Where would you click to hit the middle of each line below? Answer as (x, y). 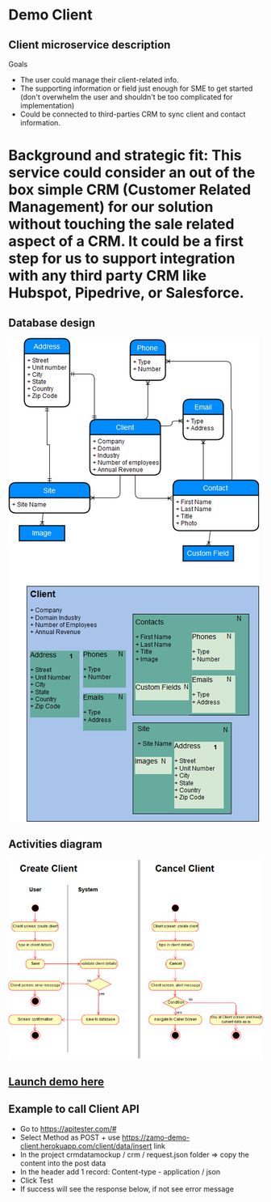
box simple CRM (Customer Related (130, 190)
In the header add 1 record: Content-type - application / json (120, 1171)
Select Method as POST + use (70, 1137)
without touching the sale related (121, 224)
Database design (52, 322)
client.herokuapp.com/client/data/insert (86, 1145)
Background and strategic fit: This (125, 156)
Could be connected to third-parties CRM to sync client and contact (133, 114)
